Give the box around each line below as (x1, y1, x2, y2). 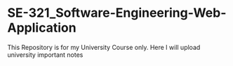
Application (7, 20, 76, 36)
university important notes (7, 51, 84, 59)
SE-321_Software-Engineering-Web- (7, 5, 227, 21)
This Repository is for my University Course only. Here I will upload (7, 43, 201, 51)
